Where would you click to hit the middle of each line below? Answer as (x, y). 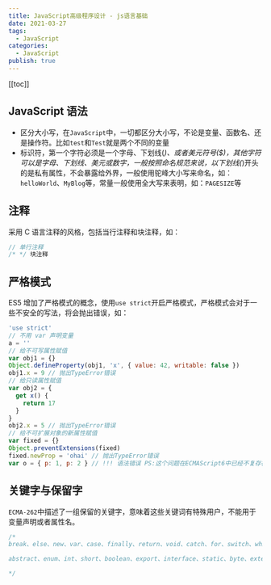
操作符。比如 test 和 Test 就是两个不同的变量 (98, 142)
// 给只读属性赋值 (35, 381)
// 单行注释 (26, 247)
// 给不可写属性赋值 (38, 351)
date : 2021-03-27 (38, 23)
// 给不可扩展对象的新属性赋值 (53, 433)
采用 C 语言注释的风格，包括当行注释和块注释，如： (94, 232)
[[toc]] (19, 84)
